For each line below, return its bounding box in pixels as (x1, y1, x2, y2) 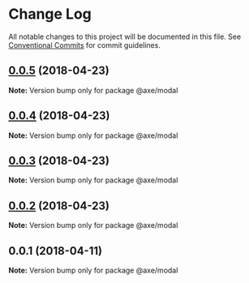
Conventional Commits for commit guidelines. (8, 40, 161, 49)
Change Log (8, 5, 92, 24)
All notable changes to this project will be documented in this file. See (8, 32, 242, 41)
